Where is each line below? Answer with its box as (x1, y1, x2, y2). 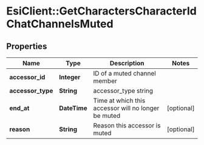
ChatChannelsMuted (6, 17, 114, 31)
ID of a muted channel (93, 69, 156, 77)
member (93, 77, 117, 85)
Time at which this (93, 97, 146, 105)
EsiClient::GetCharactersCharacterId (6, 4, 197, 18)
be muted (93, 112, 121, 120)
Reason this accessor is (93, 121, 161, 129)
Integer (58, 73, 81, 81)
